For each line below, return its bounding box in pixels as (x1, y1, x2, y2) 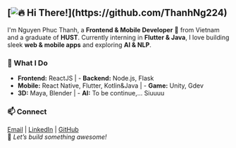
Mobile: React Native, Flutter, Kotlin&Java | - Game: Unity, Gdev (17, 81, 204, 90)
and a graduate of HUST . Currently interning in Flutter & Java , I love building (7, 33, 230, 41)
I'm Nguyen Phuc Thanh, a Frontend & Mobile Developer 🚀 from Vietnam (7, 25, 220, 34)
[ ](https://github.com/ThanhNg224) (7, 7, 228, 19)
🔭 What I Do (7, 58, 48, 67)
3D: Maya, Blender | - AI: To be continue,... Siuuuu (17, 89, 165, 97)
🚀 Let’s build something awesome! (7, 133, 107, 141)
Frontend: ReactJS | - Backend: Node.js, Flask (17, 74, 154, 83)
